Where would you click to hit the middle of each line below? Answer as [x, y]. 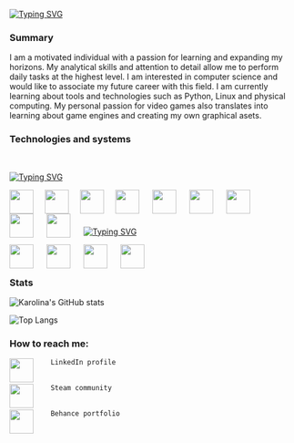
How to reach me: [49, 344]
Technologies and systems [71, 139]
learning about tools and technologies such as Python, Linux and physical [147, 97]
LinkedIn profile [83, 363]
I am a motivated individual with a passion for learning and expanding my [147, 57]
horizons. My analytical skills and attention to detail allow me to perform [144, 67]
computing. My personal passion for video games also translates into [139, 106]
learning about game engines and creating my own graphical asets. [136, 116]
